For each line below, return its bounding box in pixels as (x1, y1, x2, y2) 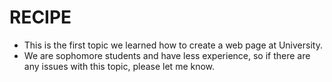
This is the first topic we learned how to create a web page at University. (23, 39, 323, 51)
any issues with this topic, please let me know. (23, 60, 216, 72)
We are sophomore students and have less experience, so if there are (23, 49, 311, 61)
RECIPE (9, 6, 72, 29)
